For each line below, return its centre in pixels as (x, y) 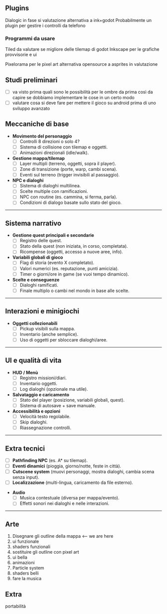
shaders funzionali (31, 547)
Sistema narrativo (33, 223)
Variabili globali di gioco (38, 257)
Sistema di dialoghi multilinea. (50, 186)
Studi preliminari (32, 80)
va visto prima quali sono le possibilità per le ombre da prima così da (83, 92)
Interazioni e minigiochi (42, 311)
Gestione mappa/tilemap (39, 158)
